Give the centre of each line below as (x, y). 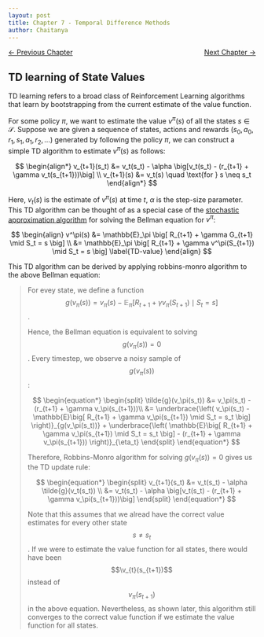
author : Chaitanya (38, 30)
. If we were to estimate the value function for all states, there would (137, 549)
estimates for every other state (77, 523)
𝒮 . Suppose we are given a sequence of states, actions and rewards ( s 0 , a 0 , (131, 130)
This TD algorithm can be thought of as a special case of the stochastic (124, 210)
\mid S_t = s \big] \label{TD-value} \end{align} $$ (132, 252)
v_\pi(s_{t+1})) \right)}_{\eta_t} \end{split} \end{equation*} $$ (141, 442)
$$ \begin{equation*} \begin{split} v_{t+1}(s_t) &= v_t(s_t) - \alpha (141, 482)
